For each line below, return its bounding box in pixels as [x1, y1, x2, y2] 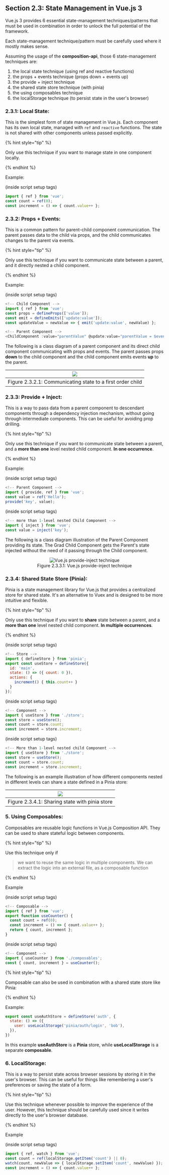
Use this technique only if [5, 849, 58, 856]
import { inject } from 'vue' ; [5, 522, 71, 528]
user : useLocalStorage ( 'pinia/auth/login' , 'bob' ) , [14, 1023, 125, 1029]
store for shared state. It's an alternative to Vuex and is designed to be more [5, 592, 163, 598]
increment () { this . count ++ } [14, 680, 78, 685]
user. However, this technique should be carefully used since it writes [5, 1107, 149, 1113]
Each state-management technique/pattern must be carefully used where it [5, 38, 161, 44]
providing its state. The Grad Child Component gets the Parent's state [5, 542, 150, 548]
